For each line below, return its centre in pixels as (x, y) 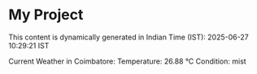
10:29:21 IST (29, 45)
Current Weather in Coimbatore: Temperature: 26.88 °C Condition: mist (127, 61)
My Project (46, 15)
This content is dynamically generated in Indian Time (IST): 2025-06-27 (129, 37)
